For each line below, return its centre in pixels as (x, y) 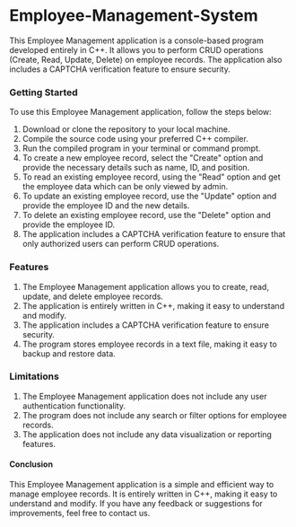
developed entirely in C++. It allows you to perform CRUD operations (136, 49)
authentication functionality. (74, 406)
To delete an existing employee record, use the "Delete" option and (146, 215)
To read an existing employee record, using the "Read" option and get (151, 177)
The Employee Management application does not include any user (144, 396)
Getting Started (44, 92)
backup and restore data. (69, 353)
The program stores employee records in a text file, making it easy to (150, 344)
